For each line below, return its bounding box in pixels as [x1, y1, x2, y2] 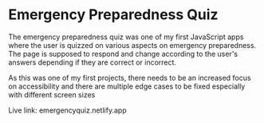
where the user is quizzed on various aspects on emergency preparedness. [8, 40, 257, 50]
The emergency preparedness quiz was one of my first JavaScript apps [8, 32, 244, 42]
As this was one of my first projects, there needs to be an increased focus [8, 73, 251, 82]
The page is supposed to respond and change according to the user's [8, 49, 238, 58]
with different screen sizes [8, 89, 96, 99]
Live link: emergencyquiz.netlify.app [8, 105, 127, 115]
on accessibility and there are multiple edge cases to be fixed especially [8, 81, 246, 91]
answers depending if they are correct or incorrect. [8, 58, 177, 67]
